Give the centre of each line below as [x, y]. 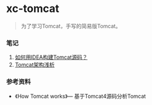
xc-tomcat [33, 9]
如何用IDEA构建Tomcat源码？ [51, 57]
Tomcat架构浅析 [35, 65]
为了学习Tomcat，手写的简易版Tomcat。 [71, 26]
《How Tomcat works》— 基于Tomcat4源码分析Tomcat [80, 96]
